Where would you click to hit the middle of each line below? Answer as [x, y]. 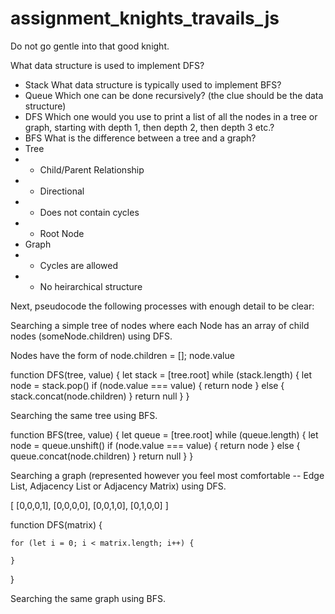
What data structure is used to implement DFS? [107, 65]
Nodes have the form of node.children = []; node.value [122, 355]
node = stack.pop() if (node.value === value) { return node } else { [147, 385]
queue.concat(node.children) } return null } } [102, 456]
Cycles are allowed [79, 265]
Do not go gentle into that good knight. [90, 46]
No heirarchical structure [91, 286]
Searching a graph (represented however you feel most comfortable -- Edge [167, 475]
